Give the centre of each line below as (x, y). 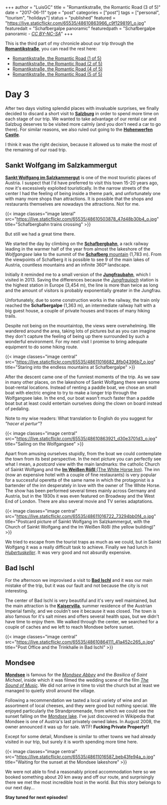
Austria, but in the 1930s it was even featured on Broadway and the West (80, 496)
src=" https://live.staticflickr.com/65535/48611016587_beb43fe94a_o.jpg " (80, 757)
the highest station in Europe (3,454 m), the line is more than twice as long (82, 285)
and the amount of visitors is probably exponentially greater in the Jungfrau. (83, 290)
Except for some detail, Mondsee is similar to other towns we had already (81, 737)
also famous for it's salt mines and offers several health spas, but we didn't (82, 616)
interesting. (17, 590)
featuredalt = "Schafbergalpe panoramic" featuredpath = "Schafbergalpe (80, 28)
